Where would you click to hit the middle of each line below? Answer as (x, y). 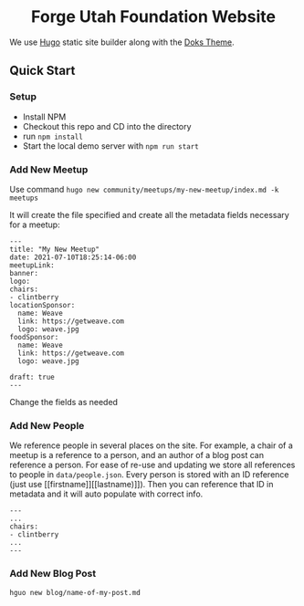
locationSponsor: (42, 305)
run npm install (53, 136)
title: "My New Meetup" (55, 249)
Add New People (47, 425)
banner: (24, 273)
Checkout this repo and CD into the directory (107, 126)
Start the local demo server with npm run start (110, 146)
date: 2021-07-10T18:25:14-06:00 (73, 257)
